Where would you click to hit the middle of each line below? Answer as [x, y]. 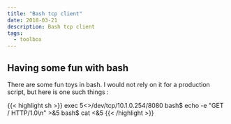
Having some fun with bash [68, 68]
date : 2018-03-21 [32, 20]
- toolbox [28, 40]
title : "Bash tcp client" [45, 14]
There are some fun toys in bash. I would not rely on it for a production [109, 84]
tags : [15, 33]
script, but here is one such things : [58, 92]
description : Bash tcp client [51, 26]
